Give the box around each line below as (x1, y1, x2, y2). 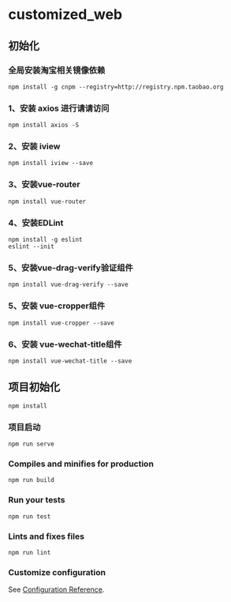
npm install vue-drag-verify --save (8, 280, 129, 289)
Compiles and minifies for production (8, 458, 154, 469)
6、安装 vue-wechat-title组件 (8, 338, 122, 349)
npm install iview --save (8, 160, 93, 167)
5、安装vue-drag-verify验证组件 (8, 262, 134, 273)
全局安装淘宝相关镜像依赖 (8, 65, 106, 76)
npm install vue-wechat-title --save (8, 357, 132, 365)
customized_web (8, 6, 123, 24)
